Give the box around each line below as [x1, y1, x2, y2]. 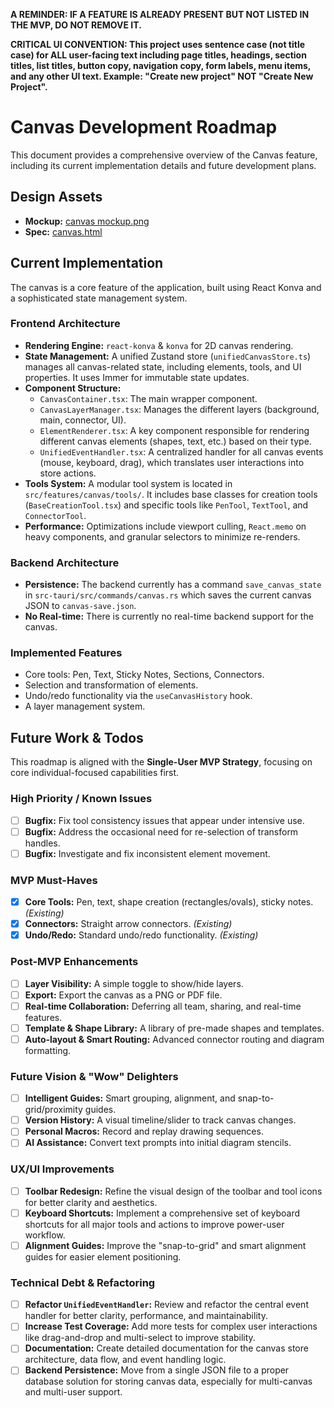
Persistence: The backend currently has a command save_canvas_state [24, 579, 322, 591]
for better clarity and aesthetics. [24, 1196, 158, 1208]
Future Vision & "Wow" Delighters [10, 1069, 179, 1083]
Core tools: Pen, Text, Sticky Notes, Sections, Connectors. [24, 669, 265, 681]
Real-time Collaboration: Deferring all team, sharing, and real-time [24, 1000, 302, 1012]
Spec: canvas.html [24, 225, 103, 238]
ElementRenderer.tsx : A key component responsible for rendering [39, 424, 310, 436]
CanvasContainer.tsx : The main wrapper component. [39, 392, 258, 404]
